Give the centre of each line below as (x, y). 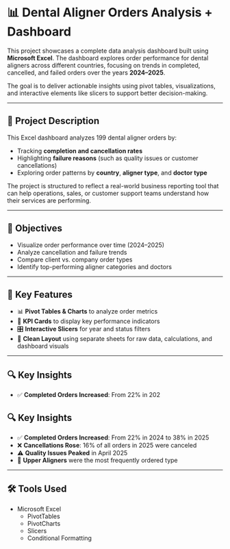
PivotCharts (44, 523)
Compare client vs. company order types (75, 259)
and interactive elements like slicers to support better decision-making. (107, 93)
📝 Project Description (53, 121)
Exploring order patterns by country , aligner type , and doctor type (112, 173)
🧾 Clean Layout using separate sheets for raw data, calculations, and (114, 339)
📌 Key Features (40, 294)
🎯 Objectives (35, 228)
